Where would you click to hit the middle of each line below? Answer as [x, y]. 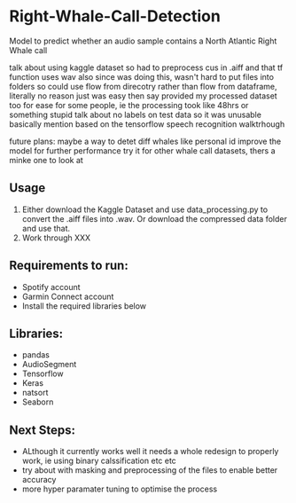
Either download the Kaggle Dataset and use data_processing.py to [145, 209]
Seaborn [38, 402]
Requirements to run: [69, 266]
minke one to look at [47, 160]
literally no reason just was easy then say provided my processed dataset [143, 96]
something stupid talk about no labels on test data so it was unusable [135, 114]
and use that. [46, 228]
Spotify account [51, 287]
